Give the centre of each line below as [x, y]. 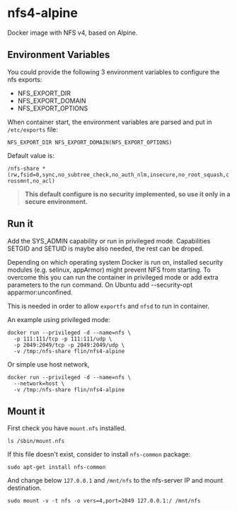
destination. [24, 488]
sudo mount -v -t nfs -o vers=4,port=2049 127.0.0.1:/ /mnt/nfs [104, 501]
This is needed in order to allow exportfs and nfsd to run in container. [109, 306]
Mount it [26, 411]
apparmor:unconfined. [40, 292]
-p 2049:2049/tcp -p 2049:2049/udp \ [69, 345]
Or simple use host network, [48, 364]
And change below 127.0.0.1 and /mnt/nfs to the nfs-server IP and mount [115, 481]
